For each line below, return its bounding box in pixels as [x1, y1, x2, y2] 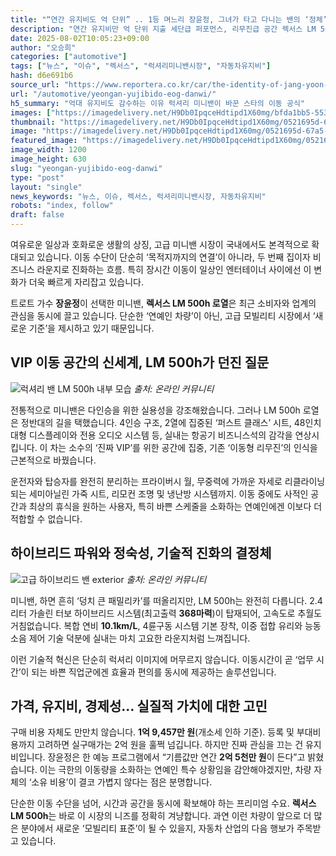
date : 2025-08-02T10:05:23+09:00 [10, 33, 150, 43]
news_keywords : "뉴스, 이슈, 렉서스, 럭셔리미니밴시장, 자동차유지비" [10, 191, 267, 201]
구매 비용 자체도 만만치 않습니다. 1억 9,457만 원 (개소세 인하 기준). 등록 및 [10, 726, 295, 738]
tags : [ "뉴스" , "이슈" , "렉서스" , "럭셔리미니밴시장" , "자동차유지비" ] [10, 61, 272, 71]
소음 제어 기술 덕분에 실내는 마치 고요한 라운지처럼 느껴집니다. [10, 632, 251, 644]
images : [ [10, 107, 52, 118]
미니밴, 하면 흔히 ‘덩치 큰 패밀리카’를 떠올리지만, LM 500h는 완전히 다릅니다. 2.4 [10, 594, 323, 606]
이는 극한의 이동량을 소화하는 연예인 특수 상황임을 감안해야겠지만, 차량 [39, 764, 312, 776]
